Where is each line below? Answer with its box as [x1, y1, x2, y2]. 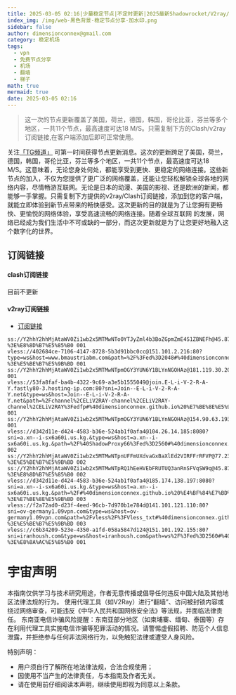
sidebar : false [7, 23, 52, 30]
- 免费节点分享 [13, 56, 52, 63]
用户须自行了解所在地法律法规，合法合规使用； [17, 662, 153, 671]
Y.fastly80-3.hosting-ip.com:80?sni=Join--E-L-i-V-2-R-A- [7, 384, 181, 392]
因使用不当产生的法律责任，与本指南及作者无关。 [17, 671, 159, 680]
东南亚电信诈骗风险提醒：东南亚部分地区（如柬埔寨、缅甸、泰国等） [20, 615, 218, 623]
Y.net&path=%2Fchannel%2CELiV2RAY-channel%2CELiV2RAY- [7, 397, 171, 404]
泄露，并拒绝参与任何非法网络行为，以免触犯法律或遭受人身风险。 [7, 632, 198, 641]
